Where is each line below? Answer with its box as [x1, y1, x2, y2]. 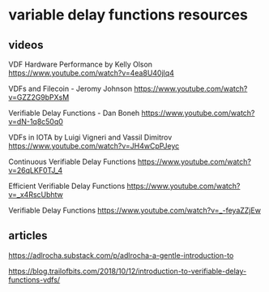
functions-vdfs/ [8, 274, 61, 285]
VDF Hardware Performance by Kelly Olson [8, 59, 152, 69]
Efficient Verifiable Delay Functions [8, 181, 126, 191]
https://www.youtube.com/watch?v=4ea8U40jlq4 [8, 68, 174, 78]
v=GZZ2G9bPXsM [8, 92, 70, 102]
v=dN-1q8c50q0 [8, 117, 63, 127]
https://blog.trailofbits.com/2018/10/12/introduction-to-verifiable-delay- [8, 266, 247, 276]
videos [8, 38, 44, 52]
